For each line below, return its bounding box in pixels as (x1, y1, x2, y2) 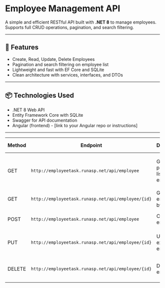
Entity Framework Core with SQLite (12, 112, 83, 118)
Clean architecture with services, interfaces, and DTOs (12, 72, 123, 78)
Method (7, 142, 27, 149)
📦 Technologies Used (5, 91, 75, 100)
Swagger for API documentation (12, 117, 78, 123)
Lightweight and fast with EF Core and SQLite (12, 67, 105, 73)
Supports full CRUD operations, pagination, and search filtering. (5, 24, 134, 30)
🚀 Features (5, 43, 39, 52)
